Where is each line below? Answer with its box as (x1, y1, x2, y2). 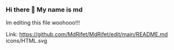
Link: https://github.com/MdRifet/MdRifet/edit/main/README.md (5, 31, 169, 38)
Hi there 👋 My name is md (5, 5, 83, 14)
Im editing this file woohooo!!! (5, 19, 81, 27)
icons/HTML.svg (5, 37, 48, 45)
